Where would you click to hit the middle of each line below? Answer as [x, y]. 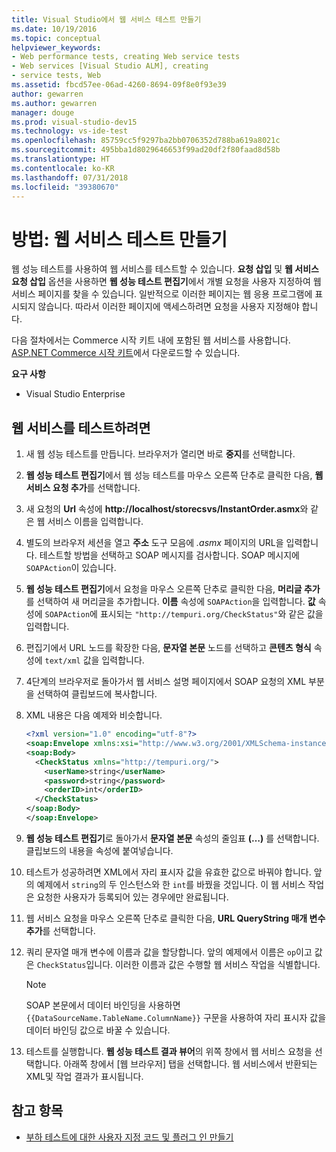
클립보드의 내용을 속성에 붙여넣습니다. [99, 850]
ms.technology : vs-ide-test [70, 131]
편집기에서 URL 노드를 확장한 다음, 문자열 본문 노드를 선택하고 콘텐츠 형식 [168, 648]
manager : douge [43, 112]
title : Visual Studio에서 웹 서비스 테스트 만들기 [106, 19]
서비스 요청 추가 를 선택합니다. [83, 488]
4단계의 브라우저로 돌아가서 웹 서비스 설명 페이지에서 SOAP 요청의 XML [166, 682]
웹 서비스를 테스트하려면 [81, 427]
